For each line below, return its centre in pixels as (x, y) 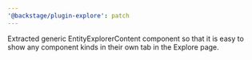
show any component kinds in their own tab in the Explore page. (113, 47)
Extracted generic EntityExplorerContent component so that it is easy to (126, 38)
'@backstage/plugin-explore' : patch (68, 16)
